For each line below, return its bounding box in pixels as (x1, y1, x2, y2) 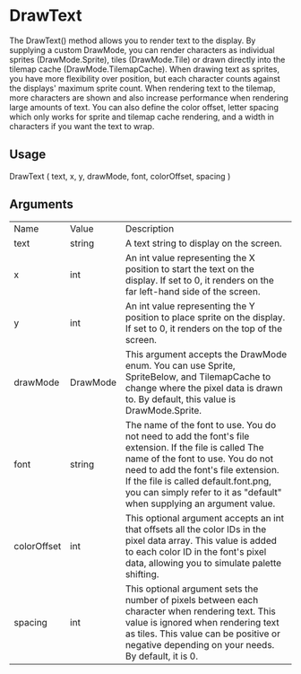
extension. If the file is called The (125, 441, 264, 453)
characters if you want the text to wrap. (9, 120, 155, 131)
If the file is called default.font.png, (125, 475, 271, 487)
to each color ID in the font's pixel (125, 545, 267, 557)
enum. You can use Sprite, (125, 359, 236, 372)
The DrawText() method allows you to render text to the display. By (9, 35, 256, 46)
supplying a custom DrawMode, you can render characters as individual (9, 44, 275, 55)
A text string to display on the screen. (125, 237, 282, 249)
